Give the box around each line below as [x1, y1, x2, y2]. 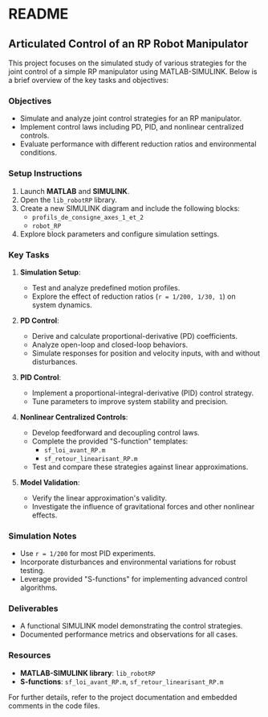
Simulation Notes [8, 530, 77, 542]
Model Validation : [19, 477, 80, 487]
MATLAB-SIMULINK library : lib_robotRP [19, 668, 156, 678]
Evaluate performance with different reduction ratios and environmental [19, 139, 257, 149]
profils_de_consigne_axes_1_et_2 [31, 213, 144, 221]
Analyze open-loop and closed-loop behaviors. [31, 340, 189, 349]
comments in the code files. [8, 701, 100, 711]
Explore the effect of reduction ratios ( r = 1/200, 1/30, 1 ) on [31, 291, 236, 301]
